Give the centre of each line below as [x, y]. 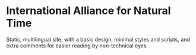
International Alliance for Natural [88, 11]
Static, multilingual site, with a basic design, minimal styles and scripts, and [98, 39]
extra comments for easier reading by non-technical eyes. [77, 46]
